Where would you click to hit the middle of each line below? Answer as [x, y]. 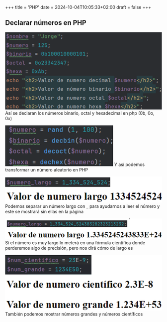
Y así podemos [129, 164]
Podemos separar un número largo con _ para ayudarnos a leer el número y [83, 206]
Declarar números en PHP [46, 23]
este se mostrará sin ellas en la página [44, 211]
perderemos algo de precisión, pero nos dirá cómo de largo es [69, 248]
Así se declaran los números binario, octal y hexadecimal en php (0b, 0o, [80, 113]
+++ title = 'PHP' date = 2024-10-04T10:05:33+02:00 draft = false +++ [78, 7]
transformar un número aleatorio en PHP [47, 170]
